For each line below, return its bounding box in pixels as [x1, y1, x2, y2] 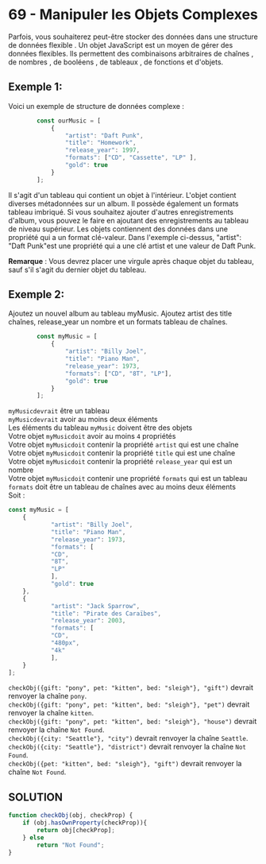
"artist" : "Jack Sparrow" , [50, 602, 141, 610]
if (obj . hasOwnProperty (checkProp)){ [22, 819, 148, 827]
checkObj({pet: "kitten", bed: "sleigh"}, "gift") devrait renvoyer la [8, 759, 242, 769]
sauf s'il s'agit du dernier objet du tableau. [8, 265, 147, 274]
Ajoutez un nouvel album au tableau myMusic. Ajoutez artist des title [8, 308, 233, 319]
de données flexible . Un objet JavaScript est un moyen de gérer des [8, 40, 233, 49]
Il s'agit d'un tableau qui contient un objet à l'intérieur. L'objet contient [8, 190, 237, 200]
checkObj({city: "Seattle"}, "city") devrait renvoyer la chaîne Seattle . [8, 734, 249, 743]
